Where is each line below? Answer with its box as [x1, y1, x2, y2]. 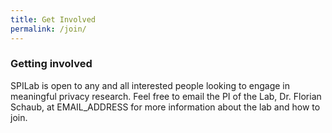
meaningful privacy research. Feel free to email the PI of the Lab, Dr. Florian [10, 90, 322, 102]
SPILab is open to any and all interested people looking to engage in [10, 79, 290, 91]
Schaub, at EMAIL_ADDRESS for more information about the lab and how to [10, 101, 321, 113]
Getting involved [10, 57, 93, 71]
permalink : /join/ [10, 24, 87, 34]
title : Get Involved [10, 14, 97, 25]
